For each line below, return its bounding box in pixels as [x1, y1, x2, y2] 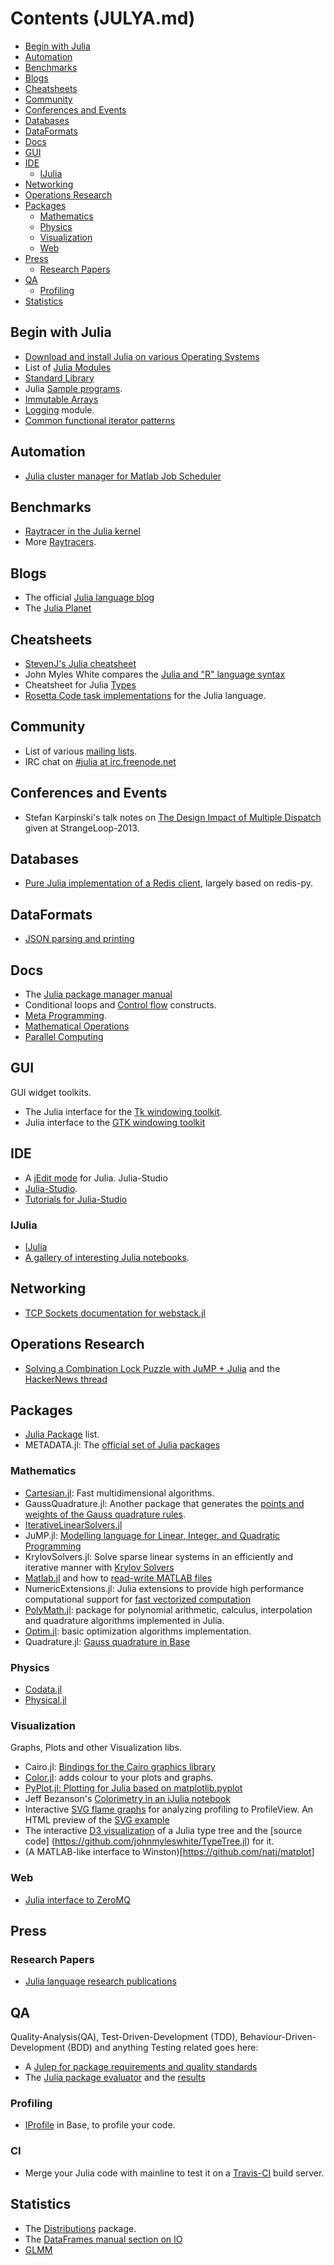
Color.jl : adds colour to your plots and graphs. [24, 1772, 214, 1784]
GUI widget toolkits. [10, 1086, 92, 1098]
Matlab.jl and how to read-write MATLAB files [24, 1572, 213, 1584]
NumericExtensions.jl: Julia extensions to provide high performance [24, 1582, 305, 1594]
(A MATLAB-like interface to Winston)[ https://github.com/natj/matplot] [24, 1846, 315, 1858]
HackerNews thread [24, 1373, 108, 1385]
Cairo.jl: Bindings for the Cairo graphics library [24, 1761, 216, 1773]
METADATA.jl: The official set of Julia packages [24, 1439, 221, 1451]
